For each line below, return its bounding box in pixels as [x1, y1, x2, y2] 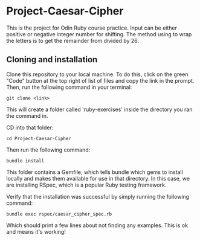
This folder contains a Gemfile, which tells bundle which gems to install [6, 168, 183, 176]
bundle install [6, 158, 45, 164]
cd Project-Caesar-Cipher [6, 135, 71, 141]
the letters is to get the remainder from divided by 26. [6, 37, 140, 44]
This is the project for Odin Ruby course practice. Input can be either [6, 24, 177, 31]
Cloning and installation [6, 54, 98, 65]
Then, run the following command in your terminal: [6, 83, 132, 91]
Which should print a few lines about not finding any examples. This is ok [6, 222, 189, 229]
